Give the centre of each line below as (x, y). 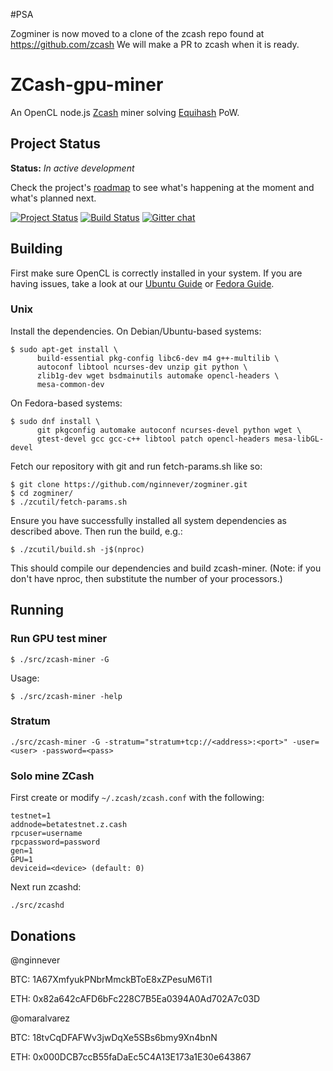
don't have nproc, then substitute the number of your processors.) (146, 578)
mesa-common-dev (70, 384)
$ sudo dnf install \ (55, 421)
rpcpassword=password (55, 842)
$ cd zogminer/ (42, 493)
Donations (43, 935)
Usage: (25, 678)
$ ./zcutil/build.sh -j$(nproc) (77, 549)
